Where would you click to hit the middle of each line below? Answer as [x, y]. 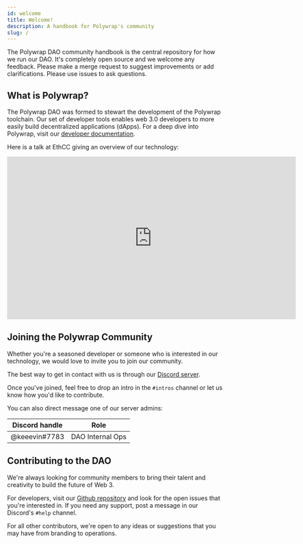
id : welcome [24, 13]
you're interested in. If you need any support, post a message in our [103, 505]
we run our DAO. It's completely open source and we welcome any [101, 60]
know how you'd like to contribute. [56, 395]
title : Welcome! [30, 20]
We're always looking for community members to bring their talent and [107, 478]
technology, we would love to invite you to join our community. [95, 361]
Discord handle [37, 425]
